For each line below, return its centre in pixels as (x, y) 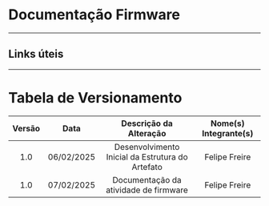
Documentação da (147, 180)
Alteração (147, 133)
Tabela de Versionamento (95, 97)
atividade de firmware (147, 190)
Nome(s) (228, 123)
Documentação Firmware (94, 15)
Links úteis (36, 54)
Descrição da (147, 123)
